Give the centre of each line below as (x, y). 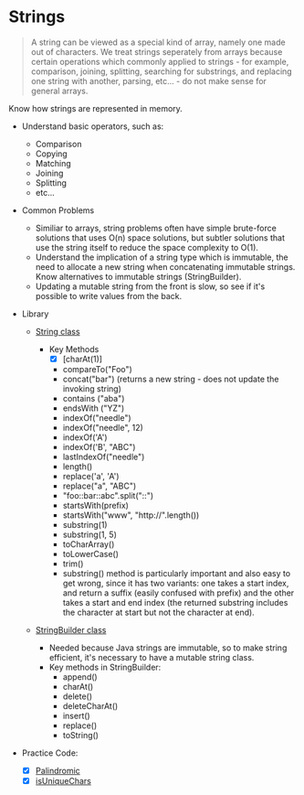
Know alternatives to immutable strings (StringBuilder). (138, 276)
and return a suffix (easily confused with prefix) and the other (178, 593)
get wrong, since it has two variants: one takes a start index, (176, 583)
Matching (53, 163)
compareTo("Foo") (98, 369)
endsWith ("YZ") (94, 408)
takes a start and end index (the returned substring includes (175, 602)
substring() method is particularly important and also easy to (177, 573)
